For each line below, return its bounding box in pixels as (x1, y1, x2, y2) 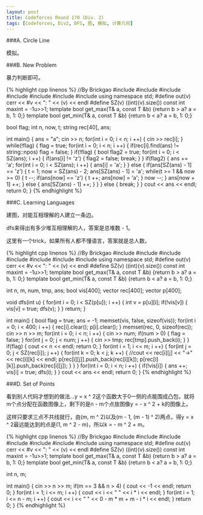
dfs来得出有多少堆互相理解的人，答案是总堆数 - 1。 (6, 224, 133, 231)
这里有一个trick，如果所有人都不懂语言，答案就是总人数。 (6, 237, 150, 245)
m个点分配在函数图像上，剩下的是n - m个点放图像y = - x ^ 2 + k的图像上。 (6, 400, 191, 408)
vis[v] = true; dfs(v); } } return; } (6, 305, 86, 313)
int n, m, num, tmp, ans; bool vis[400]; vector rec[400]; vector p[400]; (6, 287, 182, 295)
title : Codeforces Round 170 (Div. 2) (6, 15, 104, 21)
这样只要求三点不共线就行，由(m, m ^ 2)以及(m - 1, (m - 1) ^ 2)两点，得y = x (6, 414, 194, 421)
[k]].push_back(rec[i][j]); (6, 362, 68, 369)
